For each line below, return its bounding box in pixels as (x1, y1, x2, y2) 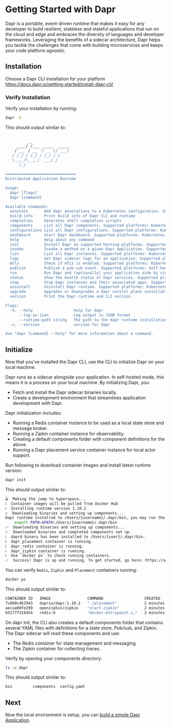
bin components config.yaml (5, 684, 85, 689)
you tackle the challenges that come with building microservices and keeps (5, 42, 163, 48)
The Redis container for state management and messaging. (12, 640, 137, 646)
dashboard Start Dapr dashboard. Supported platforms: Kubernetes (10, 232, 165, 238)
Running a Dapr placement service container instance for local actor (12, 447, 156, 453)
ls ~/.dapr (5, 665, 28, 670)
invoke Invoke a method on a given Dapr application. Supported (10, 247, 167, 252)
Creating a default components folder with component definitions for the (12, 436, 165, 442)
